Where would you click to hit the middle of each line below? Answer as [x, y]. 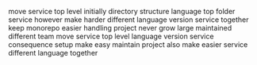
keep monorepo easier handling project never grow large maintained [120, 28]
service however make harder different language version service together [128, 20]
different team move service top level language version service [111, 36]
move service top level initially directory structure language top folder [122, 11]
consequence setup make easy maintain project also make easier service [128, 45]
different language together [53, 53]
